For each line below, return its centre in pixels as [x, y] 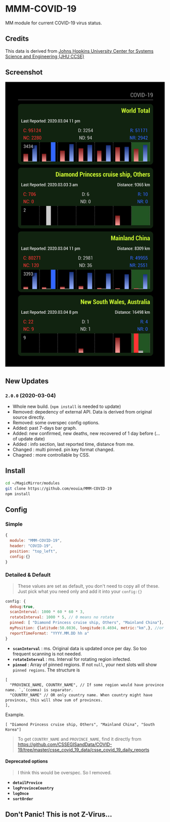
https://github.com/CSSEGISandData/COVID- [65, 744]
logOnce [20, 794]
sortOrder [23, 799]
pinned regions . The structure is [46, 670]
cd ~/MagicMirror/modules [32, 483]
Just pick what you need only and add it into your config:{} [80, 591]
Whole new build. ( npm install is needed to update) [67, 406]
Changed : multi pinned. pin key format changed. [63, 450]
